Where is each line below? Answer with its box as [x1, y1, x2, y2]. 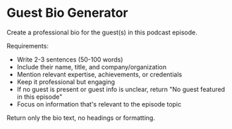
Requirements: [6, 41, 49, 50]
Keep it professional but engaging [16, 77, 116, 86]
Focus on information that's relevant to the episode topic [16, 100, 181, 108]
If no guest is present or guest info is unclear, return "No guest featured [16, 85, 226, 93]
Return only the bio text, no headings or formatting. [6, 114, 156, 122]
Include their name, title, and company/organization [16, 62, 167, 71]
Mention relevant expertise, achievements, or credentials [16, 70, 183, 79]
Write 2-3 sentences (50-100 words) [16, 55, 123, 64]
